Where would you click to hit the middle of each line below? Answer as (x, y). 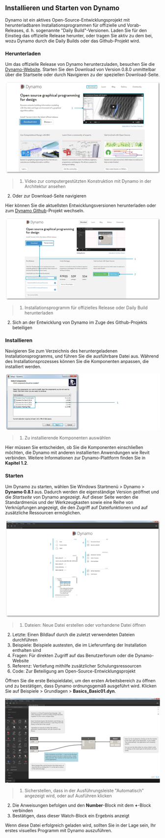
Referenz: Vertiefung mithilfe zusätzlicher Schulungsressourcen (77, 666)
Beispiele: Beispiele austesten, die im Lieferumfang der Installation (79, 645)
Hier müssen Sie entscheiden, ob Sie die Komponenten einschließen (74, 447)
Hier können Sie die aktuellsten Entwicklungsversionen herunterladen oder (81, 205)
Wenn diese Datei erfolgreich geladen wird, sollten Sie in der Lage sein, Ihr (81, 825)
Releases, (15, 30)
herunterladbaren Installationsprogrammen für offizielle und (66, 25)
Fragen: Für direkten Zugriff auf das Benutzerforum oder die (73, 656)
